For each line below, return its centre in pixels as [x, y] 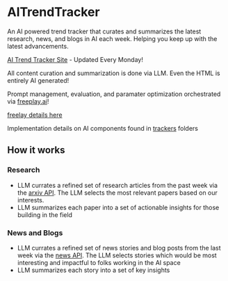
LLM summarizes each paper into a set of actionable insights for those [118, 207]
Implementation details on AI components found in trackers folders [103, 128]
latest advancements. [38, 46]
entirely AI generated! [38, 80]
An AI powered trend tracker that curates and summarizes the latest [104, 31]
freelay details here [35, 115]
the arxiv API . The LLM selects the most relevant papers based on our [117, 193]
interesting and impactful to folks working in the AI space [99, 262]
